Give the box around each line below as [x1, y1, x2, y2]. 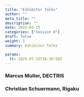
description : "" [5, 20, 38, 26]
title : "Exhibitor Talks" [5, 7, 58, 12]
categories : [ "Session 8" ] [5, 30, 60, 34]
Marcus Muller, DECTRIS [5, 72, 64, 79]
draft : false [5, 34, 32, 39]
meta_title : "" [5, 16, 36, 21]
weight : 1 [5, 39, 25, 44]
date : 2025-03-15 [5, 25, 41, 30]
